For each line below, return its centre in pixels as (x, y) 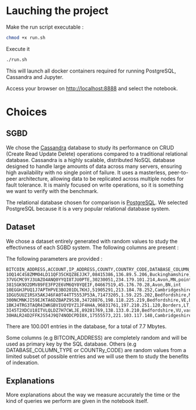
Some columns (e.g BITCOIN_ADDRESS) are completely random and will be (97, 337)
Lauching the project (57, 11)
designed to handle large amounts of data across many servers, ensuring (94, 166)
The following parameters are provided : (54, 259)
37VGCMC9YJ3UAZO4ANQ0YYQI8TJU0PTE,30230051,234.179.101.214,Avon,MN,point (99, 280)
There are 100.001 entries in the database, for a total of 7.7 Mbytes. (86, 326)
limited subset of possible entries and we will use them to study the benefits (97, 356)
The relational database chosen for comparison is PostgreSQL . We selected (97, 202)
